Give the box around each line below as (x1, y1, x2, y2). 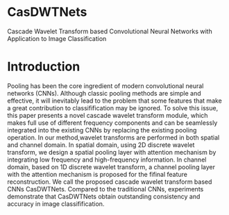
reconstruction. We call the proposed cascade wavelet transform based (7, 178, 212, 186)
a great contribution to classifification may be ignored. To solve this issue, (7, 103, 219, 112)
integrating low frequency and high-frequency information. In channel (7, 155, 207, 164)
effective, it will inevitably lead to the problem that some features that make (7, 96, 222, 105)
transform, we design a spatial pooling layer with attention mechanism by (7, 148, 217, 156)
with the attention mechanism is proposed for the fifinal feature (7, 170, 187, 178)
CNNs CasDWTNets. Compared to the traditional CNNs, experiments (7, 184, 204, 193)
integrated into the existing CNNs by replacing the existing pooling (7, 126, 197, 134)
